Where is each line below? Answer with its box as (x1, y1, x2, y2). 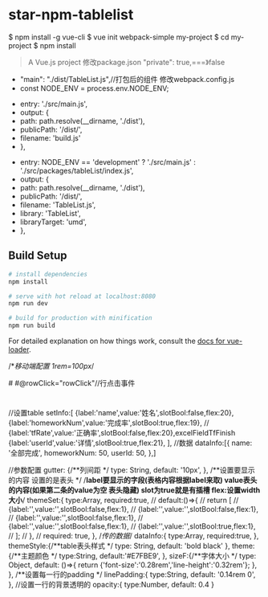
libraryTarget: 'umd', (19, 217, 87, 227)
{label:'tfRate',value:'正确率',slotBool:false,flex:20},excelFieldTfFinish (8, 428, 236, 438)
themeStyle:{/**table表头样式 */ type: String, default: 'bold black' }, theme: (8, 541, 255, 551)
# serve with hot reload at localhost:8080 (8, 292, 156, 301)
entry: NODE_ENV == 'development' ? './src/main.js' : (19, 157, 197, 166)
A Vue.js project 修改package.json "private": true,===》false (27, 57, 225, 67)
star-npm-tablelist (8, 6, 134, 24)
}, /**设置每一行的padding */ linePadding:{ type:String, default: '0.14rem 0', (8, 570, 256, 579)
